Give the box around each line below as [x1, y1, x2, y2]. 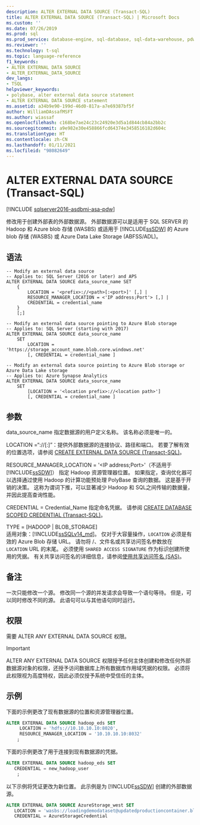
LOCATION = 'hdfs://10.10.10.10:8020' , [19, 725, 118, 732]
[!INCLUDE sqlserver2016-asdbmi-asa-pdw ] [6, 206, 115, 213]
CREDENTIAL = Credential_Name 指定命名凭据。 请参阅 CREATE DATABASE [6, 504, 192, 511]
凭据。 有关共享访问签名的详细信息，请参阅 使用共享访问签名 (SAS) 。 [16, 553, 185, 560]
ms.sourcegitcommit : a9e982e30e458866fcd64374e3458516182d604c [6, 125, 167, 131]
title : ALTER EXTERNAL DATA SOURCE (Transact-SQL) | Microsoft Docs [6, 14, 180, 20]
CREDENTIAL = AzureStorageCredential [14, 813, 108, 819]
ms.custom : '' [6, 20, 42, 26]
